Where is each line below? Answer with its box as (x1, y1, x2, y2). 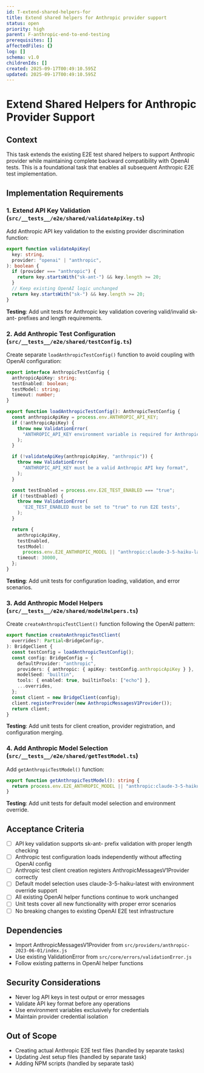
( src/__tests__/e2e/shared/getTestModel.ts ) (6, 752, 138, 760)
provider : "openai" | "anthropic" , (12, 257, 102, 263)
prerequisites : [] (6, 37, 53, 43)
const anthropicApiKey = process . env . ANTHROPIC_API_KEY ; (12, 414, 159, 420)
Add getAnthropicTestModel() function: (6, 765, 104, 773)
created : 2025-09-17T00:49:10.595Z (6, 65, 97, 72)
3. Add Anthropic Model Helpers (6, 598, 103, 607)
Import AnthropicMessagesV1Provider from (15, 941, 123, 949)
